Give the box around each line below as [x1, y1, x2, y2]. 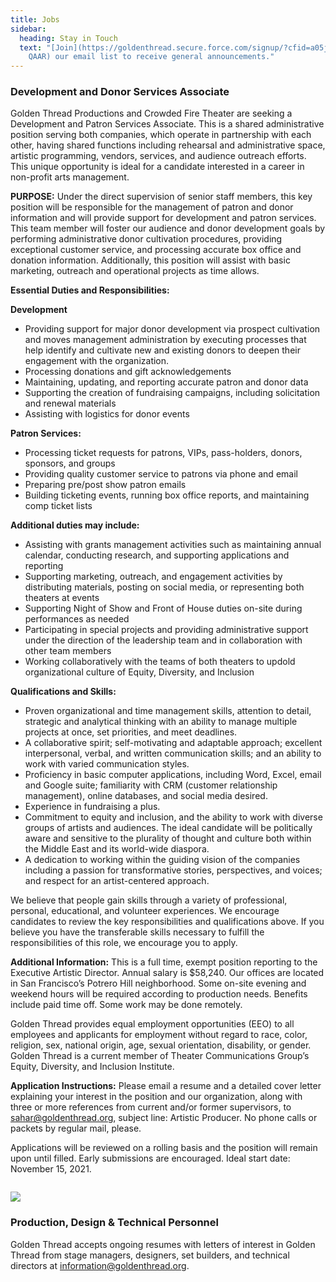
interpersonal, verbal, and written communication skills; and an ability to [24, 747, 322, 760]
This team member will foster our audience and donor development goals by [10, 222, 326, 235]
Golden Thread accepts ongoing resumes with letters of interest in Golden [10, 1238, 316, 1250]
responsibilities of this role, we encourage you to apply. [10, 937, 238, 949]
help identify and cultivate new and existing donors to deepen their [24, 344, 301, 356]
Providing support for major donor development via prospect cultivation [24, 323, 321, 335]
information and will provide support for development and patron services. [10, 212, 317, 224]
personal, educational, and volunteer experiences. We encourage [10, 905, 280, 917]
